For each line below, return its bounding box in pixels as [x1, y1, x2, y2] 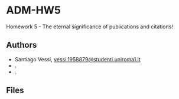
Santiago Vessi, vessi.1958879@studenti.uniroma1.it [14, 55, 141, 62]
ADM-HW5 [6, 4, 61, 17]
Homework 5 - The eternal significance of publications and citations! [6, 23, 173, 30]
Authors [6, 40, 37, 50]
